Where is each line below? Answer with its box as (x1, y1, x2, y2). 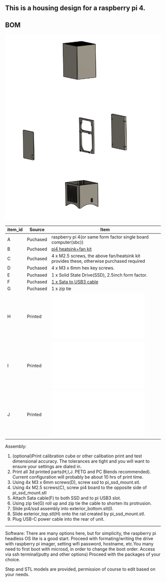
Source (29, 227, 45, 233)
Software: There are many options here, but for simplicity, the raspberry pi (5, 531, 157, 536)
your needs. (5, 572, 30, 578)
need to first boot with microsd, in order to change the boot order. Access (5, 546, 155, 552)
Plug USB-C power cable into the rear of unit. (12, 516, 105, 522)
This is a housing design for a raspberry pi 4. (5, 4, 146, 12)
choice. (5, 557, 21, 563)
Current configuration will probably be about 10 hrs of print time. (12, 474, 144, 480)
